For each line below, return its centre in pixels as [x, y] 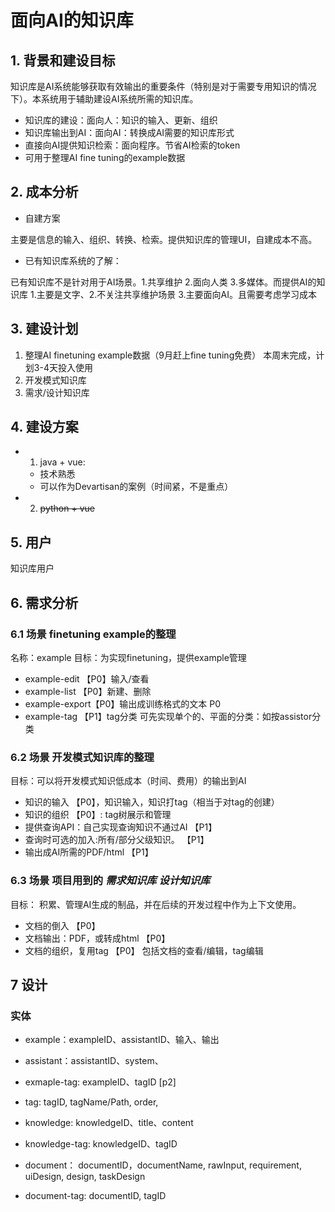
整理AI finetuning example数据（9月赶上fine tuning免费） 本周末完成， [170, 355]
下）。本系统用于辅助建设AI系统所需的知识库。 [104, 99]
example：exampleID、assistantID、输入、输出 [122, 1040]
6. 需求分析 [44, 602]
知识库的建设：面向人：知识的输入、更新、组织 [121, 120]
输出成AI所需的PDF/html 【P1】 [89, 852]
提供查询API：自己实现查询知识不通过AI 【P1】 [121, 827]
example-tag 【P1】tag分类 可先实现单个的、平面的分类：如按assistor [168, 716]
